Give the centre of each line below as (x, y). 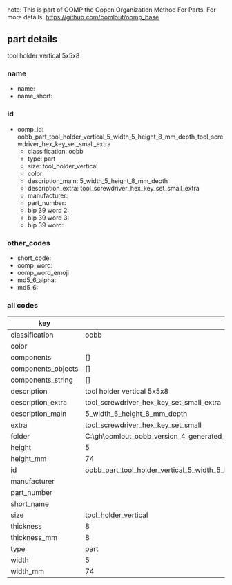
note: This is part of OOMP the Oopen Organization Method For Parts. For (112, 10)
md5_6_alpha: (37, 280)
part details (32, 39)
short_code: (34, 258)
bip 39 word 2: (48, 210)
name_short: (35, 96)
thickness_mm (34, 538)
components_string (42, 380)
